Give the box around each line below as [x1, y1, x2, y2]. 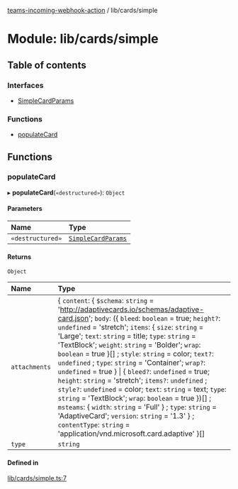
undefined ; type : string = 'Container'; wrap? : [57, 358, 206, 368]
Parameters [7, 204, 42, 213]
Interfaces [7, 80, 44, 90]
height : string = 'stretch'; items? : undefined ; [57, 375, 208, 385]
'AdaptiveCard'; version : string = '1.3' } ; [57, 411, 195, 421]
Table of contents [7, 59, 86, 71]
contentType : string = [57, 420, 130, 430]
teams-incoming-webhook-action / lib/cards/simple [7, 6, 158, 14]
